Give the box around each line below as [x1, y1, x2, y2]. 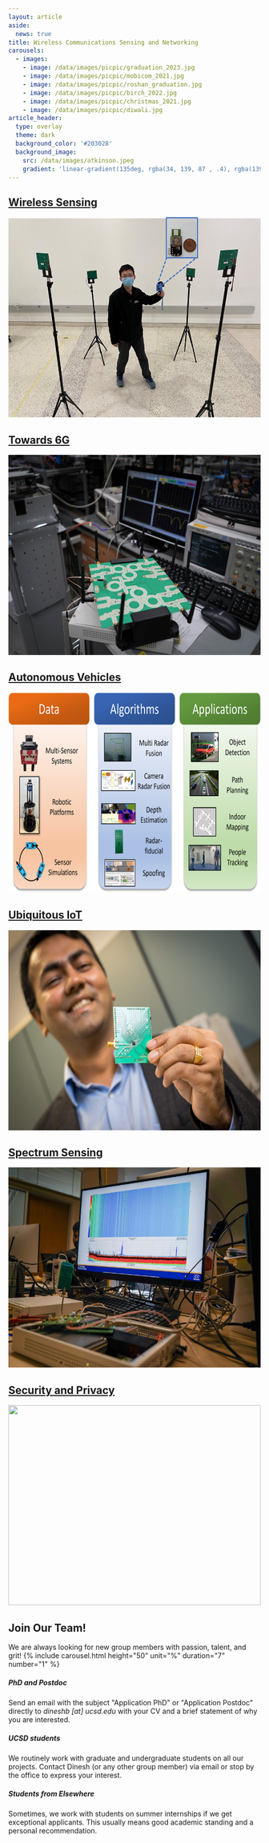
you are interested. [8, 1715, 70, 1725]
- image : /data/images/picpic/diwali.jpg [22, 106, 163, 114]
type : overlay [15, 122, 62, 131]
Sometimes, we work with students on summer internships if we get [8, 1809, 232, 1818]
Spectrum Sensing [8, 1146, 103, 1160]
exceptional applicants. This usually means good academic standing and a [8, 1817, 254, 1827]
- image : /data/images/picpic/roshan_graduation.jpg [22, 80, 203, 88]
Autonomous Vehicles [8, 671, 122, 685]
